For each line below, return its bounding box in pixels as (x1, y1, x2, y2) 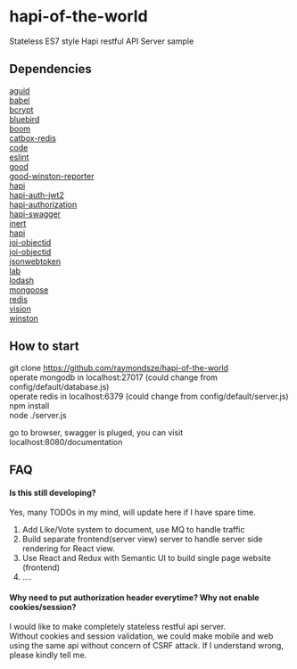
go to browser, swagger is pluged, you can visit (9, 426, 184, 438)
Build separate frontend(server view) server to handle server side (21, 533, 263, 545)
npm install (9, 400, 50, 411)
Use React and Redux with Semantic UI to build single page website (21, 553, 272, 564)
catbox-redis (9, 132, 56, 144)
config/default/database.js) (9, 381, 110, 392)
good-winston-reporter (9, 170, 95, 181)
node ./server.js (9, 409, 67, 420)
